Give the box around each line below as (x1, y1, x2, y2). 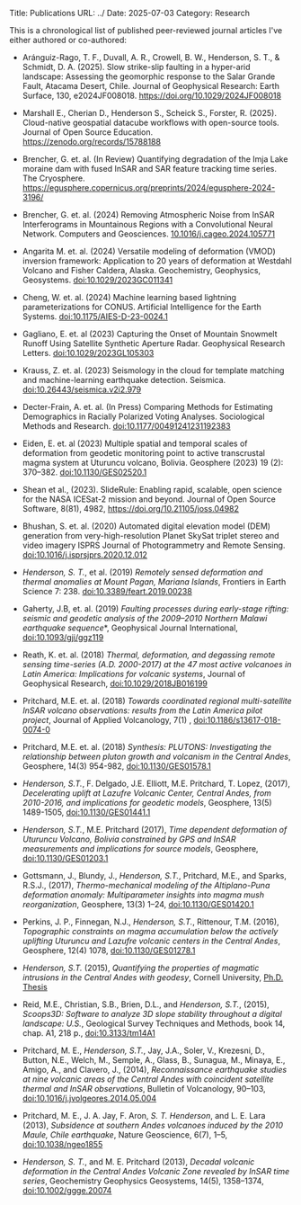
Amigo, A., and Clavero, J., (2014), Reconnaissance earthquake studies (22, 1065, 288, 1075)
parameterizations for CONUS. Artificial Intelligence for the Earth (22, 301, 262, 312)
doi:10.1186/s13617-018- (192, 715, 281, 725)
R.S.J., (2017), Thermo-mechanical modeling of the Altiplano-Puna (22, 880, 270, 890)
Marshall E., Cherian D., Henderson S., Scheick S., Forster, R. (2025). (22, 108, 277, 118)
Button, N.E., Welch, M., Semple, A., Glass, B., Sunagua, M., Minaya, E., (22, 1055, 286, 1065)
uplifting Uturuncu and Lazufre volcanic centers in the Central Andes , (22, 935, 281, 946)
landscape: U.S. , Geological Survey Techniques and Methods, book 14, (22, 1018, 286, 1029)
